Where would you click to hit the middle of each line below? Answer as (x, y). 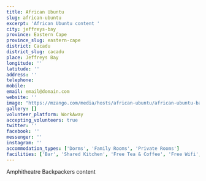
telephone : (20, 80)
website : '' (21, 97)
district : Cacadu (29, 46)
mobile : (16, 86)
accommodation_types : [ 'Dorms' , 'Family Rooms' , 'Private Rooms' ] (93, 148)
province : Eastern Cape (37, 35)
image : (15, 103)
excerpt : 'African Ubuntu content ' (53, 23)
